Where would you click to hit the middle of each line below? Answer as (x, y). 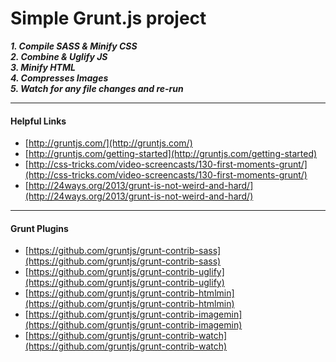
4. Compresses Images (59, 78)
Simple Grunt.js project (108, 18)
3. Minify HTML (43, 67)
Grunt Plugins (39, 228)
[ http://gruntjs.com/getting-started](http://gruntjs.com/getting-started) (171, 154)
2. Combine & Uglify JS (59, 56)
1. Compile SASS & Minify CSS (74, 46)
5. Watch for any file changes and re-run (97, 88)
